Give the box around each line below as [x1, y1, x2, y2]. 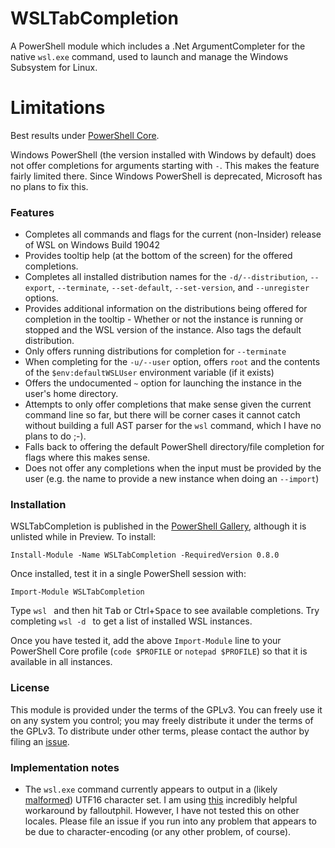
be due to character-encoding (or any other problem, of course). [24, 826, 292, 838]
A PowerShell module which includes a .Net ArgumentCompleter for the [10, 40, 306, 52]
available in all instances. [10, 656, 113, 668]
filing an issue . [10, 735, 70, 747]
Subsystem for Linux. [10, 61, 98, 73]
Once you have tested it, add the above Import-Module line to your [10, 635, 282, 647]
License [10, 681, 50, 695]
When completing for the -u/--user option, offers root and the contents [24, 356, 321, 368]
